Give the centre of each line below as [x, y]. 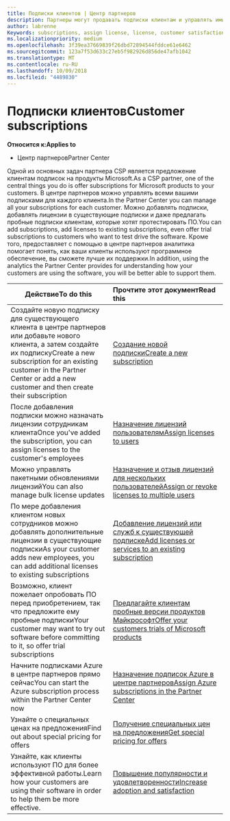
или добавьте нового [46, 336]
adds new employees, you [52, 558]
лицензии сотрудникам [49, 424]
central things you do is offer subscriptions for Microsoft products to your [111, 186]
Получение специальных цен [162, 724]
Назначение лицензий [150, 424]
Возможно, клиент [41, 586]
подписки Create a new [150, 353]
